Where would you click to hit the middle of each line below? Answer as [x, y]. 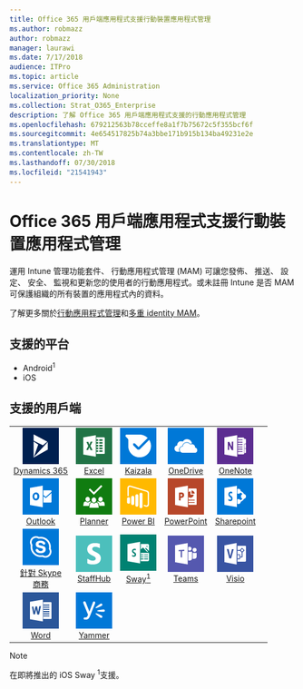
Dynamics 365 [41, 470]
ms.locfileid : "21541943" [58, 172]
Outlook [41, 521]
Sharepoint [235, 521]
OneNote [235, 470]
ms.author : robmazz [46, 29]
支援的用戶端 [45, 408]
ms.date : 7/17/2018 [46, 58]
